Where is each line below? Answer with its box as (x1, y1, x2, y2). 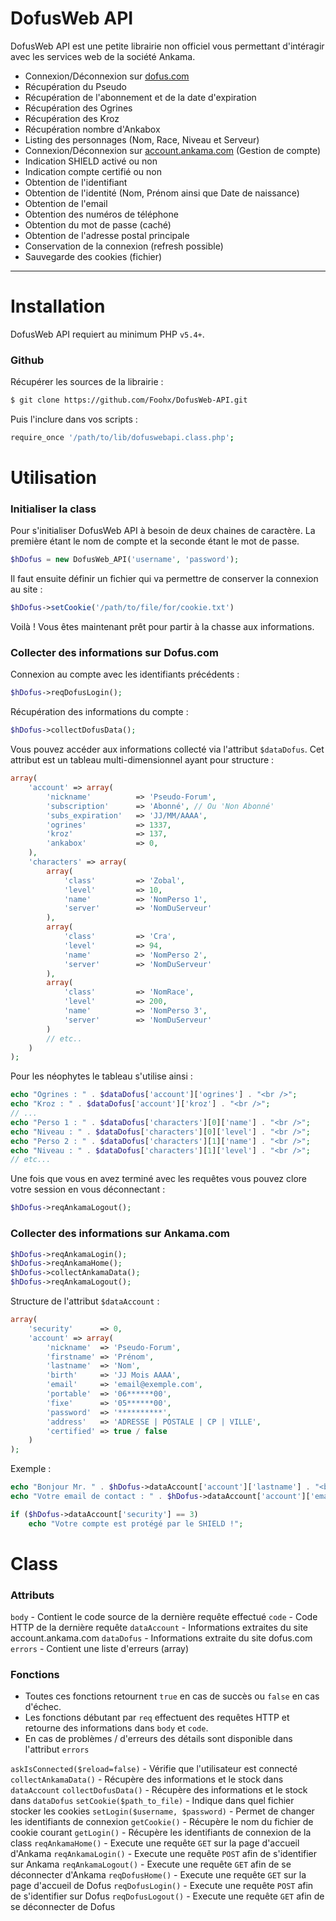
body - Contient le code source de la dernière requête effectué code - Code (10, 1611, 318, 1623)
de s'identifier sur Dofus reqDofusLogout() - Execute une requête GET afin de (10, 1890, 325, 1902)
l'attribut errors (24, 1743, 90, 1756)
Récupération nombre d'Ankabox (24, 123, 161, 135)
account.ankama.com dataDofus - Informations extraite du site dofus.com (10, 1632, 313, 1644)
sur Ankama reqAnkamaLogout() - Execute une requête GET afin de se (10, 1858, 292, 1871)
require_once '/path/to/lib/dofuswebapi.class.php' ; (10, 433, 235, 443)
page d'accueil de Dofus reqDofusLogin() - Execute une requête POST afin (10, 1880, 314, 1892)
